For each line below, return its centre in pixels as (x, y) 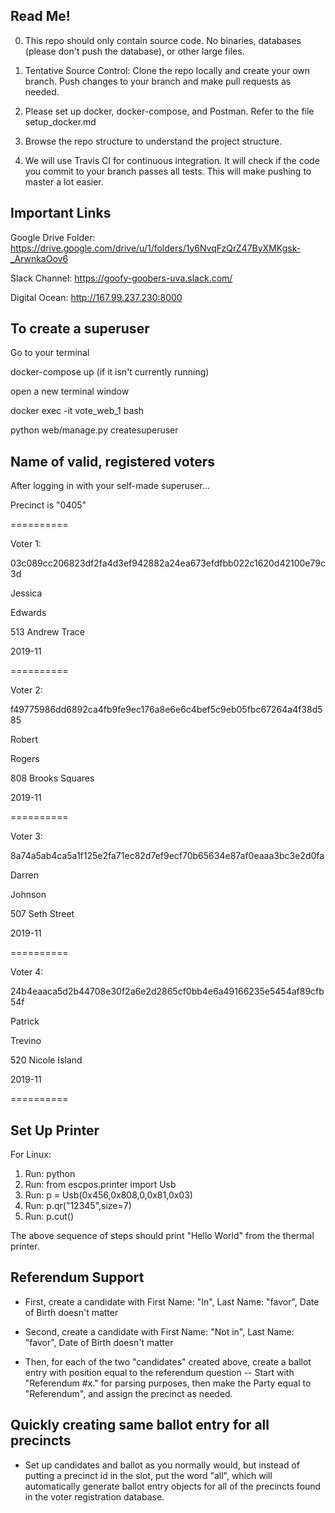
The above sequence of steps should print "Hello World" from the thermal (162, 1236)
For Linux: (31, 1155)
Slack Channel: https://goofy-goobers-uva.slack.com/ (121, 278)
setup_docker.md (60, 121)
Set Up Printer (55, 1130)
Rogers (25, 759)
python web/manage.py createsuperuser (94, 430)
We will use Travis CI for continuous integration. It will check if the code (172, 160)
